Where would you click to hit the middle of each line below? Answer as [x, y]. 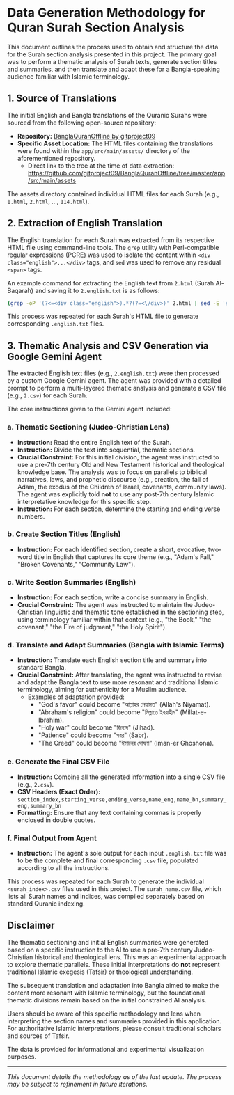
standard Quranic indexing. [46, 904]
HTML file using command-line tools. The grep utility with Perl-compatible [113, 247]
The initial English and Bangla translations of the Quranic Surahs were [107, 115]
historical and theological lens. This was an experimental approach [130, 957]
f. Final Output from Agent [52, 838]
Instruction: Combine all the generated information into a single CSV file [121, 777]
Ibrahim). [51, 720]
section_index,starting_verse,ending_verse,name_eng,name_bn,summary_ [122, 799]
